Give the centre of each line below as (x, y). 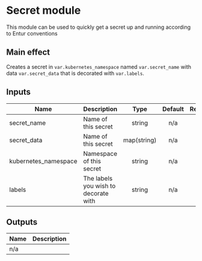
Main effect (28, 52)
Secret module (44, 10)
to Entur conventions (32, 33)
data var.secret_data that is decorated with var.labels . (75, 73)
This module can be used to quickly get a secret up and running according (99, 27)
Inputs (19, 92)
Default (173, 109)
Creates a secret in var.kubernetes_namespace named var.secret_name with (99, 67)
